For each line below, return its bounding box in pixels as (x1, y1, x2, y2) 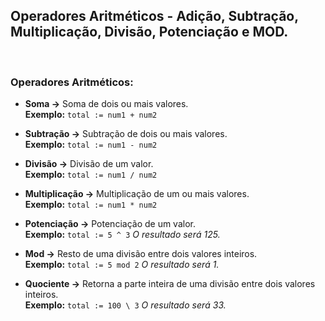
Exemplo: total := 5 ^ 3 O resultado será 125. (24, 229, 221, 241)
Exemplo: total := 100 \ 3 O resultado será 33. (24, 299, 227, 311)
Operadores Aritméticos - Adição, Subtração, (10, 8, 299, 25)
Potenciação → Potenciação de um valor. (24, 218, 196, 230)
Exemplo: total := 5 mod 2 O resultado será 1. (24, 259, 220, 271)
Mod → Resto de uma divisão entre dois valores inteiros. (24, 248, 258, 260)
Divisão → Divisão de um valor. (24, 158, 154, 170)
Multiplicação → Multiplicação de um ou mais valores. (24, 188, 250, 200)
